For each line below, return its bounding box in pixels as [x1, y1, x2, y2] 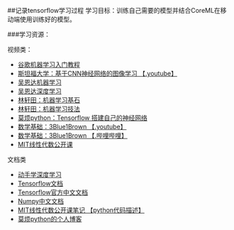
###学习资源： [7, 31, 51, 38]
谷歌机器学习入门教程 [17, 60, 80, 69]
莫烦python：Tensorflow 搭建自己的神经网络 [17, 114, 147, 122]
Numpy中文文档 [17, 197, 65, 205]
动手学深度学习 [17, 170, 62, 179]
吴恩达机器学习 [17, 78, 62, 87]
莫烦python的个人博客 [17, 215, 82, 223]
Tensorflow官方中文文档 [17, 188, 89, 197]
